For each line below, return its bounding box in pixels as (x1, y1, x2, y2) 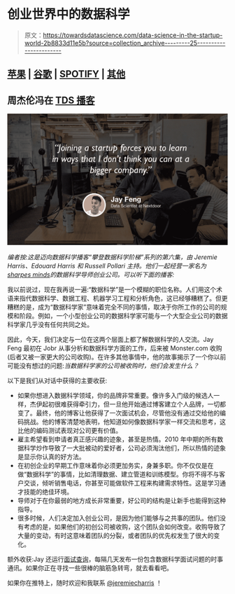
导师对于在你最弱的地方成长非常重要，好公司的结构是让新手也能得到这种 (17, 497, 226, 505)
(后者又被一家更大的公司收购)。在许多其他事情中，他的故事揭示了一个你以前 (7, 353, 227, 361)
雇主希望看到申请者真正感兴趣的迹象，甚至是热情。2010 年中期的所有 (17, 435, 218, 443)
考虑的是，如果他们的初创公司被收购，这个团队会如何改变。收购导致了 (23, 523, 226, 531)
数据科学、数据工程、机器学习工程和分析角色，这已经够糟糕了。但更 (31, 294, 228, 303)
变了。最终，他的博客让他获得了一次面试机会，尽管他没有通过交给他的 (17, 409, 220, 417)
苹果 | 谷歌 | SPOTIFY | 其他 (7, 68, 126, 81)
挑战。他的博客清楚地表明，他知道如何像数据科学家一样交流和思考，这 (23, 417, 226, 426)
